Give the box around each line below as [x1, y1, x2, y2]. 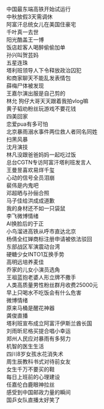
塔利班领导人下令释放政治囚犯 [6, 67, 81, 74]
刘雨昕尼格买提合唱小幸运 [6, 327, 71, 334]
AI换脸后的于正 [6, 220, 44, 227]
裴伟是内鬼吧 [6, 182, 39, 189]
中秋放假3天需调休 [6, 13, 53, 20]
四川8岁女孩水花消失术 [6, 350, 64, 357]
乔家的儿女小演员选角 [6, 266, 60, 273]
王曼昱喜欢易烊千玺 [6, 166, 55, 174]
